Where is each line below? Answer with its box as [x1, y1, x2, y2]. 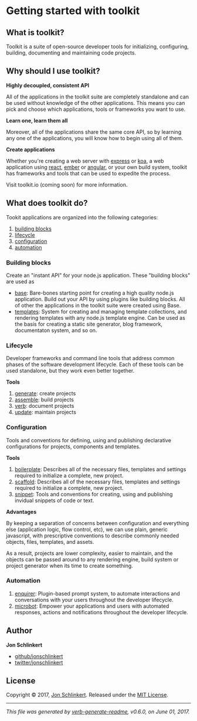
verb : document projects [14, 402, 74, 409]
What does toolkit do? [6, 198, 88, 208]
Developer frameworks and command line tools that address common [6, 355, 175, 362]
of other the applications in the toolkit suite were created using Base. [14, 302, 181, 309]
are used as [6, 277, 35, 285]
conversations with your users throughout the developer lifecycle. [14, 596, 174, 603]
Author [6, 626, 32, 636]
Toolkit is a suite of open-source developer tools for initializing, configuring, [6, 43, 189, 50]
